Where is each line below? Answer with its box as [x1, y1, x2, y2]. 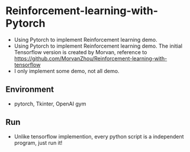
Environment [5, 84, 54, 95]
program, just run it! [14, 139, 63, 146]
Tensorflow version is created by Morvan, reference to [14, 48, 147, 55]
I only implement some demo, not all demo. [14, 67, 120, 74]
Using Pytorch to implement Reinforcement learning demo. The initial [14, 42, 183, 49]
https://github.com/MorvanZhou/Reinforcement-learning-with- [14, 55, 168, 62]
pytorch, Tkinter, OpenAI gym [14, 100, 86, 107]
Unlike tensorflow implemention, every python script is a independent [14, 133, 184, 140]
